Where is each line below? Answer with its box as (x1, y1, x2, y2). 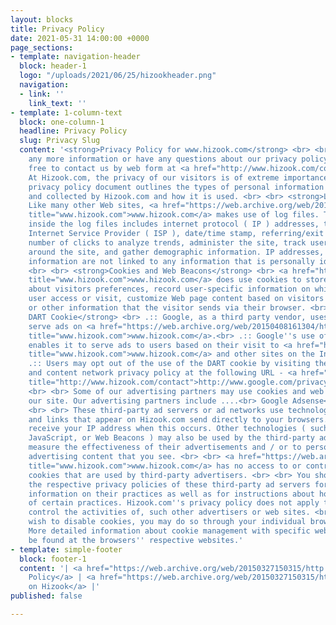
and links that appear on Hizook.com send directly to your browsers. (28, 414, 329, 425)
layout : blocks (10, 14, 74, 25)
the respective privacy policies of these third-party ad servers (28, 479, 311, 490)
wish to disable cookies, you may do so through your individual (28, 517, 307, 527)
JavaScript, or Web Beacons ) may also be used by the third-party (28, 433, 315, 443)
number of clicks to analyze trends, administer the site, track (28, 237, 307, 248)
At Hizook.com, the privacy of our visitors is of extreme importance (28, 172, 329, 183)
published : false (10, 591, 83, 601)
